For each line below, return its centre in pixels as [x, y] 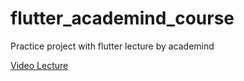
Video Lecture [39, 65]
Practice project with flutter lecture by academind [112, 46]
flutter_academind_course [122, 18]
